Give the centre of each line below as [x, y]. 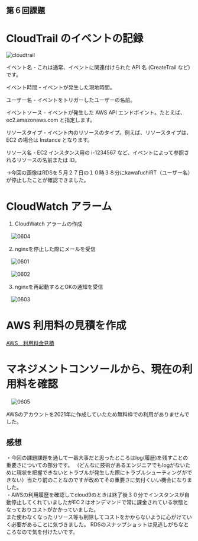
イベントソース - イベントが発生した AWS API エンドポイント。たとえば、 [96, 113]
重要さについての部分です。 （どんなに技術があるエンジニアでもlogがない [96, 465]
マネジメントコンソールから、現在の [94, 369]
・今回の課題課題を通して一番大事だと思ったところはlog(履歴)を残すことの [97, 457]
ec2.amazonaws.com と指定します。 [51, 120]
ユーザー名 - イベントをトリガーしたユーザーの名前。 [71, 100]
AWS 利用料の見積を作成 [66, 326]
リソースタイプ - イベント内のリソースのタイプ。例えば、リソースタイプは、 [99, 133]
